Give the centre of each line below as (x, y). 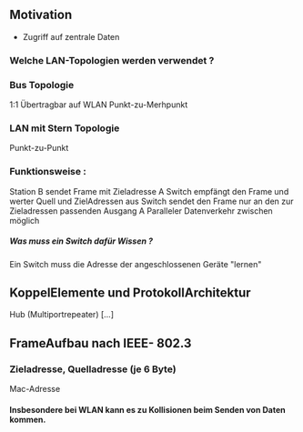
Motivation (41, 15)
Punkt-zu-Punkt (39, 148)
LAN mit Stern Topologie (65, 128)
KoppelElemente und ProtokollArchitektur (131, 292)
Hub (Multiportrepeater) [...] (61, 315)
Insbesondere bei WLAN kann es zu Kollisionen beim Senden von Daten (147, 409)
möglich (25, 220)
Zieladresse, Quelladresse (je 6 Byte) (93, 369)
